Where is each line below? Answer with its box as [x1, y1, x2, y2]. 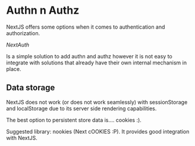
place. [6, 65, 22, 72]
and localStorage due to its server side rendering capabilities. [6, 105, 157, 112]
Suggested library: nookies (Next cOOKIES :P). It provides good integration [6, 128, 190, 135]
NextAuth [6, 41, 30, 48]
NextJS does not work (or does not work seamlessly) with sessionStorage [6, 98, 188, 105]
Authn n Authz [6, 4, 80, 17]
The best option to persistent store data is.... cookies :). [6, 116, 141, 123]
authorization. [6, 29, 40, 36]
